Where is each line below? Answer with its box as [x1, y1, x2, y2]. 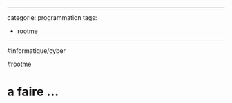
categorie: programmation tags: [7, 14, 97, 21]
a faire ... [7, 84, 59, 100]
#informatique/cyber [7, 47, 66, 55]
